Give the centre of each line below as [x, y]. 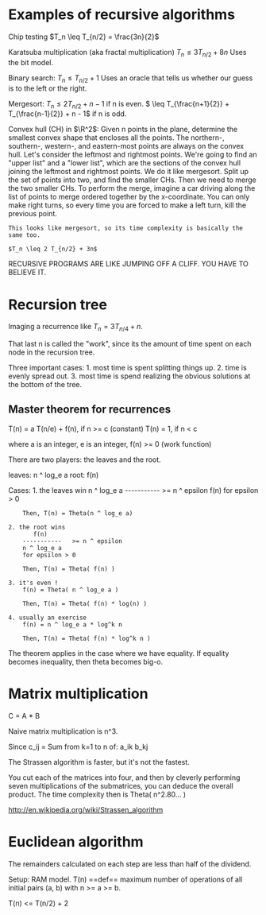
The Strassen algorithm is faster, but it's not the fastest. [99, 762]
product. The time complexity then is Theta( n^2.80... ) [97, 794]
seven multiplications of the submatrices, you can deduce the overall [121, 785]
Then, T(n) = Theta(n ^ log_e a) [78, 513]
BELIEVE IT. [27, 273]
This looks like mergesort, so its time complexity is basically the [126, 228]
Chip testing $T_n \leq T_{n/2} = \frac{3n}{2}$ [84, 37]
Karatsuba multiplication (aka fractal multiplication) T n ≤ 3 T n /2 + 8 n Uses [127, 53]
